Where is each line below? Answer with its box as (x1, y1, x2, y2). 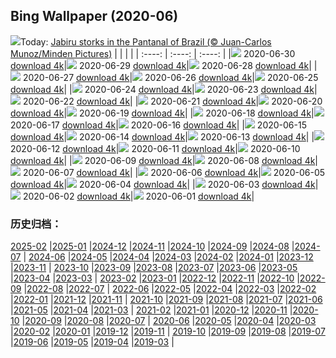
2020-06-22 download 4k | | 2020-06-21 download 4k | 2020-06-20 (22, 95, 323, 107)
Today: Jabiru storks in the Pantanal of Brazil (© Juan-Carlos (20, 35, 272, 48)
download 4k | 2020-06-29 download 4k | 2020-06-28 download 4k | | (10, 59, 318, 71)
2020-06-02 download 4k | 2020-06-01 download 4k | (22, 190, 255, 202)
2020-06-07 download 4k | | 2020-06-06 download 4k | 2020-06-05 (22, 166, 326, 178)
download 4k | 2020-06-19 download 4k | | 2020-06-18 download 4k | (10, 107, 315, 119)
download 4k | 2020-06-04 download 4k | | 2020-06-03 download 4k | (10, 178, 319, 190)
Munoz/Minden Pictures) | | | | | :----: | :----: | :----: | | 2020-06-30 (10, 47, 296, 59)
